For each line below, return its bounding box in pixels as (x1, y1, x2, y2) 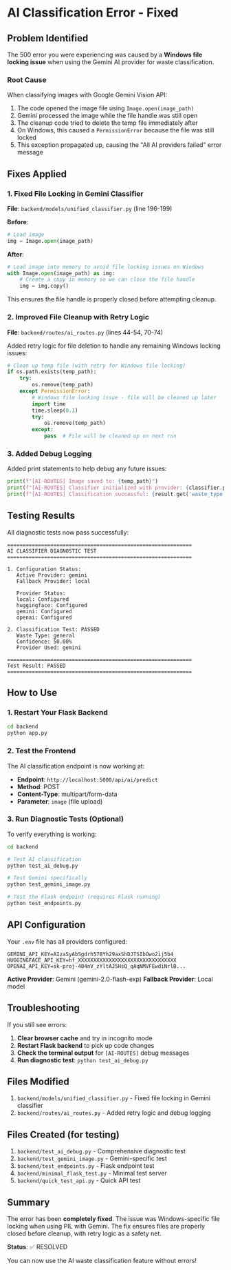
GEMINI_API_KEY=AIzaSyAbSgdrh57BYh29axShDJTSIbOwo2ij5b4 (7, 951, 174, 958)
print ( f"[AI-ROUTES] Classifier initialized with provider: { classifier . (7, 484, 223, 491)
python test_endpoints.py (7, 900, 81, 907)
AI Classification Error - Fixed (7, 5, 179, 21)
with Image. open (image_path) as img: (7, 270, 115, 277)
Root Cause (7, 75, 47, 84)
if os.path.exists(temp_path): (7, 368, 97, 375)
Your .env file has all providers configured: (7, 937, 128, 946)
